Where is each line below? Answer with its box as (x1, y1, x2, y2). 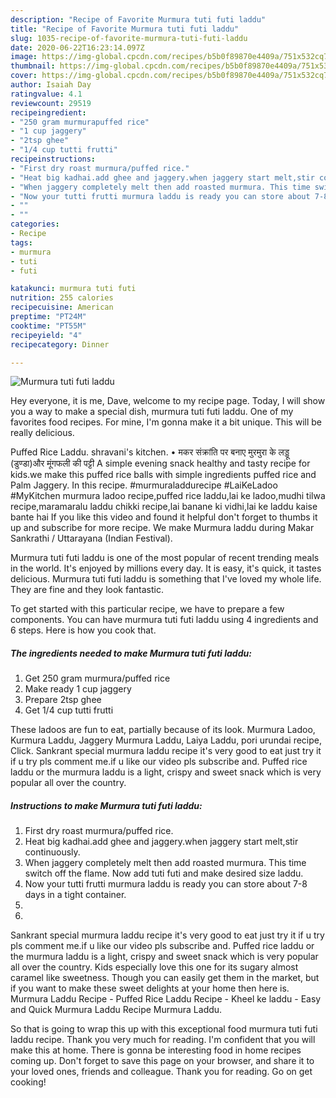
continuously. (24, 846, 81, 858)
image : (10, 52, 38, 62)
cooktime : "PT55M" (10, 321, 87, 331)
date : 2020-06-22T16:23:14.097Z (10, 42, 145, 53)
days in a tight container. (24, 889, 127, 901)
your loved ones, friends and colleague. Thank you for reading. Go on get (10, 1066, 313, 1078)
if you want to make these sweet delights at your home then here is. (10, 982, 290, 995)
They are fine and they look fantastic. (10, 584, 164, 596)
